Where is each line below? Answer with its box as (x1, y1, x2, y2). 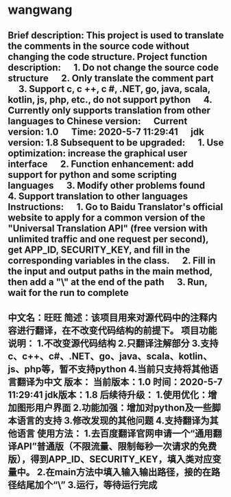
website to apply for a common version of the (8, 211, 206, 223)
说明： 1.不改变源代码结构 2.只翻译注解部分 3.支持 (8, 337, 219, 349)
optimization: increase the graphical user (8, 147, 188, 159)
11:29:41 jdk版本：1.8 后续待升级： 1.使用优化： (8, 389, 208, 400)
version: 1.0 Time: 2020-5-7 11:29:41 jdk (8, 126, 204, 137)
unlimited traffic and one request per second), (8, 233, 209, 245)
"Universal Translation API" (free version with (8, 222, 208, 234)
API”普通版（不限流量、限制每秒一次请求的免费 (16, 440, 217, 452)
